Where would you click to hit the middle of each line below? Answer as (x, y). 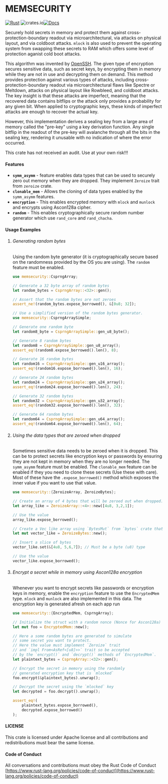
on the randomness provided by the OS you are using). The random (81, 262)
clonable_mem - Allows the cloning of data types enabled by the (77, 191)
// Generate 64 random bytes (43, 415)
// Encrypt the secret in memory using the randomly (69, 668)
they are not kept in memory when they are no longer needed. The (81, 461)
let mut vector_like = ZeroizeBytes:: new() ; (60, 533)
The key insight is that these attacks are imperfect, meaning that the (76, 96)
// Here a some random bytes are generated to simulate (72, 636)
